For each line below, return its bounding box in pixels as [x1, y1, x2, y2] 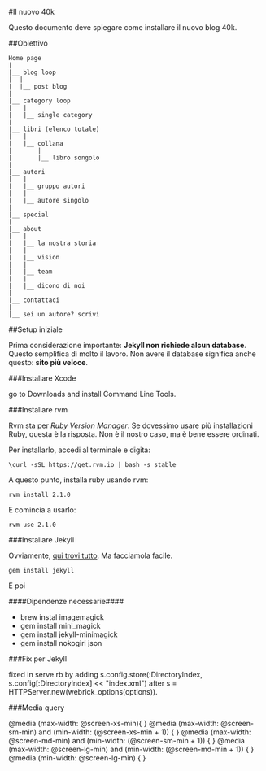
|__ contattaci [8, 296, 60, 304]
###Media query [8, 703, 65, 712]
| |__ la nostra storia [8, 239, 96, 247]
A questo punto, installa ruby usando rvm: [8, 475, 149, 485]
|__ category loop [8, 97, 71, 105]
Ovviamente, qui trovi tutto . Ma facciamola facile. [8, 551, 173, 560]
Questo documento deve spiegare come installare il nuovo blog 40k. [8, 23, 238, 32]
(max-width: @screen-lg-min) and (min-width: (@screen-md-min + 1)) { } [8, 744, 255, 754]
